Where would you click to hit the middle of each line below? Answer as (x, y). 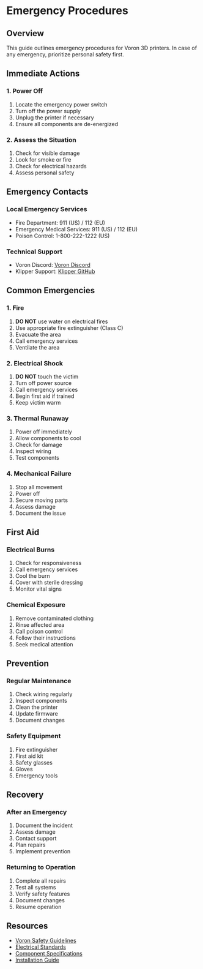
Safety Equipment (34, 736)
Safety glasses (34, 762)
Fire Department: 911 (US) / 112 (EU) (60, 223)
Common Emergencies (51, 290)
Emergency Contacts (47, 192)
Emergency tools (36, 776)
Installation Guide (37, 960)
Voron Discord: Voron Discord (53, 264)
